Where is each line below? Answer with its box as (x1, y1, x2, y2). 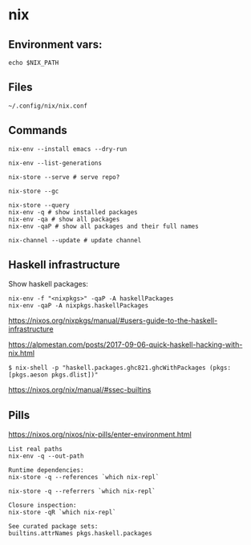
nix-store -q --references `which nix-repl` (8, 474, 160, 482)
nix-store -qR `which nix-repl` (8, 508, 116, 517)
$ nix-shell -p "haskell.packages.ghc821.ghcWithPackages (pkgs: (8, 364, 231, 372)
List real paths (8, 445, 63, 453)
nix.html (8, 348, 34, 358)
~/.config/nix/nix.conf (8, 102, 88, 110)
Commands (8, 124, 68, 137)
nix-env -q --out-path (8, 452, 84, 461)
